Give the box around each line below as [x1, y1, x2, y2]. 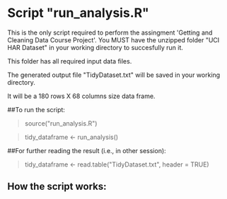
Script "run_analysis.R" [7, 5, 150, 21]
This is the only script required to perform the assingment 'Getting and [7, 28, 213, 37]
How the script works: [7, 181, 107, 193]
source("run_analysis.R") [24, 119, 98, 128]
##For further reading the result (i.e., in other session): [7, 146, 166, 155]
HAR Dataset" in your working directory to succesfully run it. [7, 43, 184, 52]
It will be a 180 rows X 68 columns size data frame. [7, 92, 156, 100]
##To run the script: [7, 105, 66, 114]
